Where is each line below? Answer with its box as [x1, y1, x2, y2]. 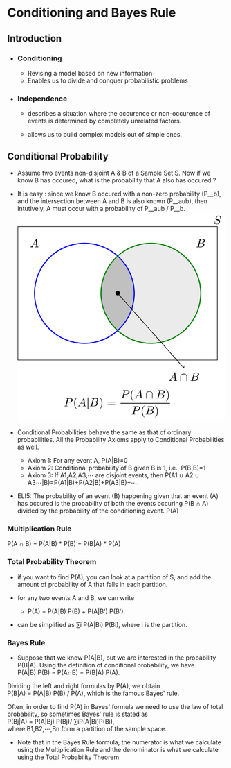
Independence [17, 94, 68, 103]
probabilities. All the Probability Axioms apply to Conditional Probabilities [17, 436, 225, 444]
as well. [17, 443, 39, 452]
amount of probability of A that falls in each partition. [17, 580, 168, 588]
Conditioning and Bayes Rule [7, 5, 176, 21]
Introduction [7, 33, 62, 44]
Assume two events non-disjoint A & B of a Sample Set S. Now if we [17, 169, 211, 177]
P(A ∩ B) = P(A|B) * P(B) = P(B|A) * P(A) [7, 540, 121, 548]
